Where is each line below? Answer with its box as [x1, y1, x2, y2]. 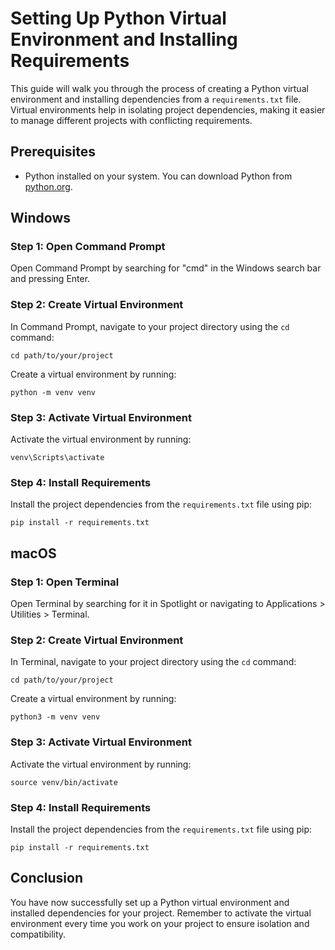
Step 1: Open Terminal [10, 575, 120, 589]
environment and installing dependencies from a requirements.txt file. [10, 93, 302, 105]
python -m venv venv [10, 387, 97, 397]
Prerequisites [10, 143, 96, 161]
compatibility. [10, 928, 67, 940]
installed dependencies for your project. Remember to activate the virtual [10, 907, 312, 919]
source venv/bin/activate [10, 777, 118, 787]
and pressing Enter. [10, 273, 91, 285]
